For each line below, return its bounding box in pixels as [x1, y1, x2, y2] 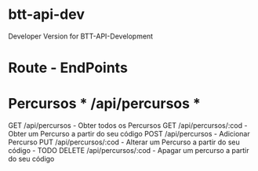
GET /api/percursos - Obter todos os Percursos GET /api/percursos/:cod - [8, 121, 248, 130]
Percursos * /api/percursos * [8, 95, 202, 113]
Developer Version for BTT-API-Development [8, 31, 154, 41]
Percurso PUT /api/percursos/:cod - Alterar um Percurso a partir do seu [8, 137, 241, 147]
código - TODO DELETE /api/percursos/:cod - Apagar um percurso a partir [8, 146, 249, 155]
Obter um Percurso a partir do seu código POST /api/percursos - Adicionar [8, 129, 250, 139]
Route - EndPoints [8, 59, 128, 77]
